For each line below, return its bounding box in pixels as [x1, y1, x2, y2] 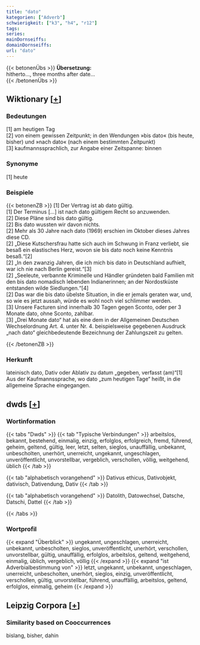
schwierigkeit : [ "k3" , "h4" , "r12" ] [6, 20, 97, 26]
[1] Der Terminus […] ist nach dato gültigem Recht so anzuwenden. [6, 208, 171, 215]
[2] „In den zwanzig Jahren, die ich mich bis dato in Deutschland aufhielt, [6, 259, 186, 266]
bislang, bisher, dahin [6, 632, 59, 639]
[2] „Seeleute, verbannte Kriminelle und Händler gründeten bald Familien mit [6, 272, 194, 279]
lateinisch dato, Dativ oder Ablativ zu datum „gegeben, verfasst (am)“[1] [6, 369, 183, 376]
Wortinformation [6, 417, 56, 425]
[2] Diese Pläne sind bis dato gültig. [6, 215, 94, 222]
